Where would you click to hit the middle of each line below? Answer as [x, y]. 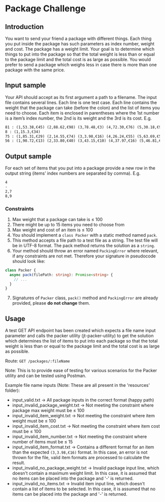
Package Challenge [45, 9]
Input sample [26, 85]
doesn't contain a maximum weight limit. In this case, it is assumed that [84, 473]
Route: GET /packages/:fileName [38, 361]
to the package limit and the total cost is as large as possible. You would [78, 59]
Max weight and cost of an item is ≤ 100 [53, 230]
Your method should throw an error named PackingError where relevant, [85, 251]
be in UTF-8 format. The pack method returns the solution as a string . [84, 245]
